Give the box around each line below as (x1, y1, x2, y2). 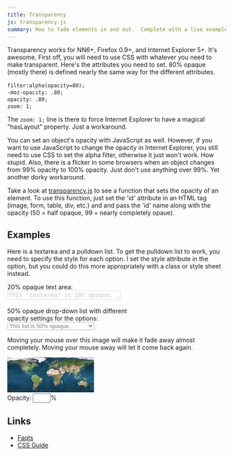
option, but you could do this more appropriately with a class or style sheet (7, 262, 221, 270)
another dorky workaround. (7, 173, 85, 181)
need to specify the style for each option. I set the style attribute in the (7, 254, 209, 263)
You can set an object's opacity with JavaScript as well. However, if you (7, 136, 213, 145)
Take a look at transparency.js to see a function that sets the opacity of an (7, 186, 219, 195)
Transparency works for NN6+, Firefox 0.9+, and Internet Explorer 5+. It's (7, 46, 217, 54)
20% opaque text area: (7, 283, 73, 291)
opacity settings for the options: (7, 314, 98, 323)
